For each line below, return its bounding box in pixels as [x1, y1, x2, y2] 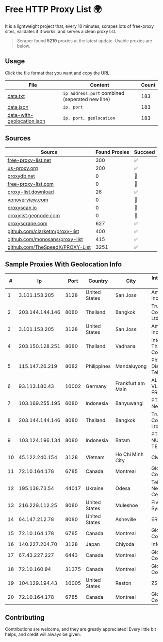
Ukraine [85, 485, 104, 492]
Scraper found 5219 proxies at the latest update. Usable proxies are [16, 37, 152, 44]
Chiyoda [115, 541, 135, 548]
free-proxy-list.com [7, 180, 54, 187]
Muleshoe [115, 502, 138, 509]
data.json [7, 104, 29, 110]
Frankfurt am [115, 380, 145, 387]
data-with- [7, 111, 34, 118]
